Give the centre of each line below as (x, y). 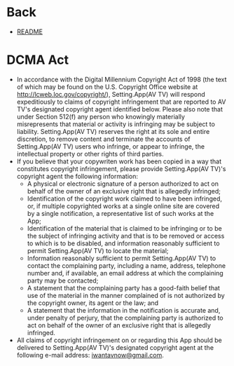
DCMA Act (38, 60)
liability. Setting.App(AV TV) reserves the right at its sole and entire (113, 131)
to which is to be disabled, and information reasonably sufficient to (123, 243)
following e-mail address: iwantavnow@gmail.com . (90, 355)
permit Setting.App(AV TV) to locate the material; (98, 250)
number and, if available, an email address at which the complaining (125, 273)
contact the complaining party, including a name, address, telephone (126, 265)
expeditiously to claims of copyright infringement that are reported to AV (121, 102)
